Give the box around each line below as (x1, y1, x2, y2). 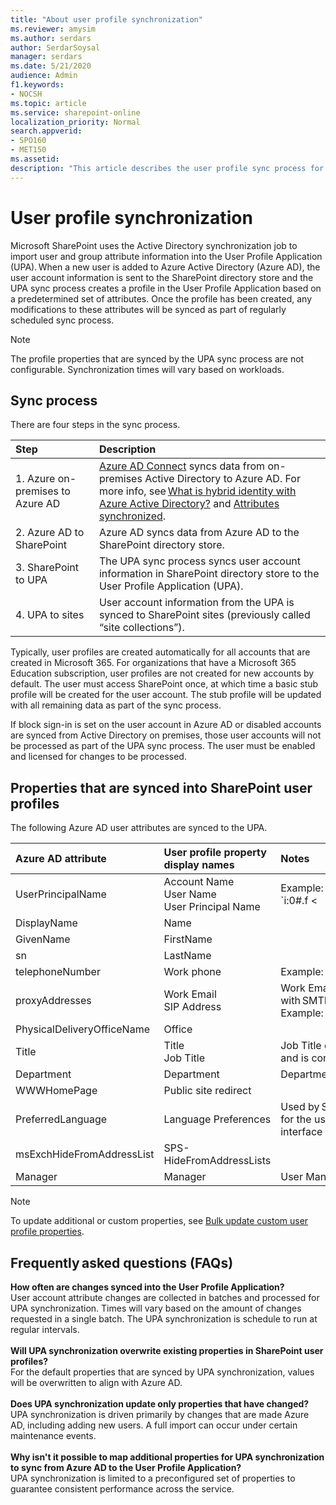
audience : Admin (10, 71, 78, 81)
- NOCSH (10, 89, 43, 99)
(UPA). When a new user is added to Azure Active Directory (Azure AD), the (10, 261, 321, 273)
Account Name (163, 875, 235, 889)
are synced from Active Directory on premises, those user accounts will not (10, 729, 322, 741)
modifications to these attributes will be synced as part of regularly (10, 303, 287, 315)
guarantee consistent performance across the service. (10, 1483, 235, 1495)
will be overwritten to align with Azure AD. (10, 1377, 183, 1388)
